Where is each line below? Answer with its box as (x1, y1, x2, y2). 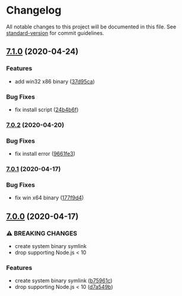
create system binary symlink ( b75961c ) (14, 277, 113, 284)
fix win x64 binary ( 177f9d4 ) (14, 194, 84, 201)
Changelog (6, 4, 62, 17)
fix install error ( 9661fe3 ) (14, 150, 76, 157)
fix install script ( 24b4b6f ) (14, 106, 79, 113)
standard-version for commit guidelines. (6, 29, 104, 36)
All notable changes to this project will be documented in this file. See (6, 23, 177, 30)
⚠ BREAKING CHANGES (6, 229, 78, 237)
